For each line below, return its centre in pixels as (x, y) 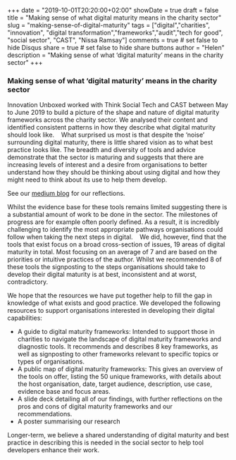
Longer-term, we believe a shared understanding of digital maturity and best (118, 435)
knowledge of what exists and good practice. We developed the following (114, 303)
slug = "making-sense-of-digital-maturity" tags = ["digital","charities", (108, 25)
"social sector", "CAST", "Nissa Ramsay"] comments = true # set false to (113, 40)
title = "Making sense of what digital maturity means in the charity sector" (114, 18)
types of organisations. (51, 361)
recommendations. (45, 414)
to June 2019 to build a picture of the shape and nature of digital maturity (113, 113)
